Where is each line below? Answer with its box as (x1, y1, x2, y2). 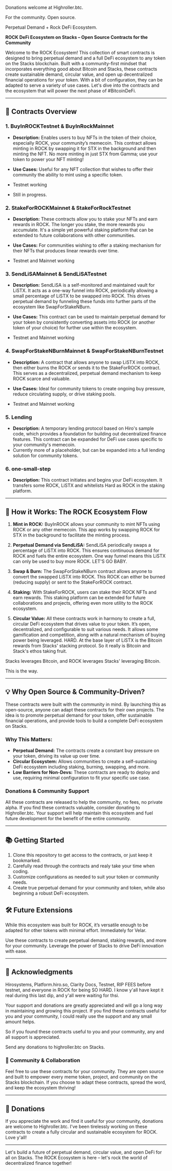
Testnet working (12, 182, 47, 188)
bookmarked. (12, 858, 41, 864)
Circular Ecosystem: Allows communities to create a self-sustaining (12, 759, 157, 765)
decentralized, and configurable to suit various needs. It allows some (12, 626, 159, 632)
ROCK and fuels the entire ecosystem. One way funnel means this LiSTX (12, 552, 166, 559)
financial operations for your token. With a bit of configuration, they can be (5, 77, 163, 83)
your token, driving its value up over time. (12, 753, 101, 759)
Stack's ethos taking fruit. (12, 648, 68, 654)
